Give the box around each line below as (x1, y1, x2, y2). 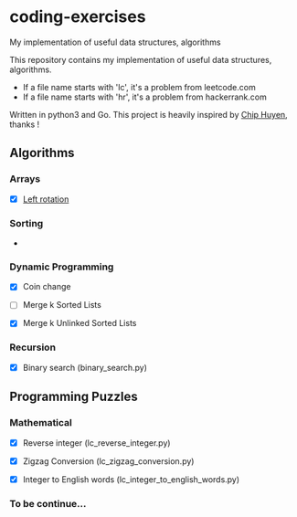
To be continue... (9, 497, 87, 510)
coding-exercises (9, 6, 146, 27)
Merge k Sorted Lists (22, 300, 102, 311)
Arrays (9, 173, 41, 185)
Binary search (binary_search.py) (22, 362, 148, 373)
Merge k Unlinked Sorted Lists (22, 318, 137, 329)
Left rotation (22, 194, 69, 205)
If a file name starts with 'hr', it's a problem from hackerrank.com (22, 91, 267, 102)
